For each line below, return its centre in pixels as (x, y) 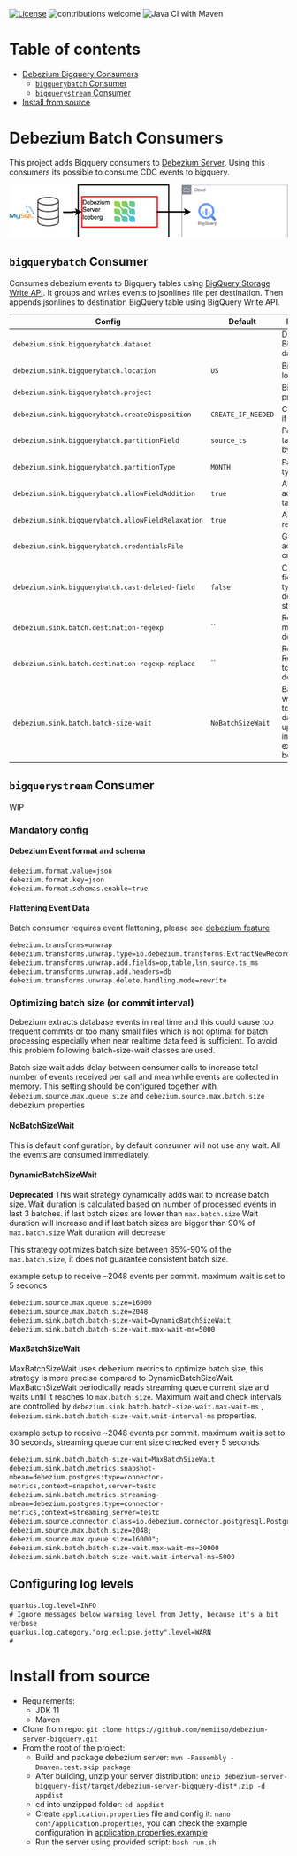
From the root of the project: (73, 1747)
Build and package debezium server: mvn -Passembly (131, 1757)
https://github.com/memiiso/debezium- (197, 1729)
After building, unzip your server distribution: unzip (128, 1775)
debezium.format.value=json (61, 871)
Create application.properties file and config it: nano (133, 1813)
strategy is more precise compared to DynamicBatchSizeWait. (122, 1378)
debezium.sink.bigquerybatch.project (82, 393)
